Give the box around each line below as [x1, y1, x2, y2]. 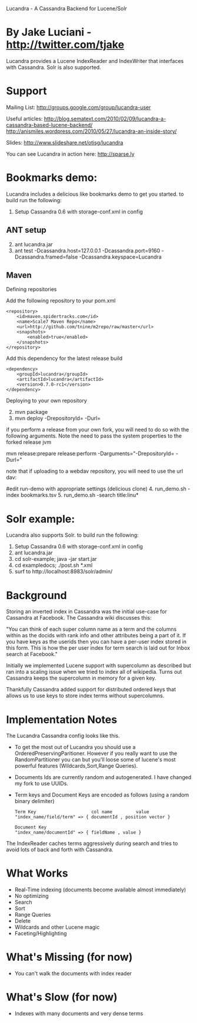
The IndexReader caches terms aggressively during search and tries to [6, 840, 178, 847]
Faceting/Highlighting [14, 930, 67, 937]
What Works [6, 867, 69, 880]
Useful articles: [6, 115, 43, 122]
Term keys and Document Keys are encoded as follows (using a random [14, 791, 189, 798]
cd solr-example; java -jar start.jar [14, 556, 97, 563]
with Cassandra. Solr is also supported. [6, 63, 101, 71]
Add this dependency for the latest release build [6, 355, 123, 362]
